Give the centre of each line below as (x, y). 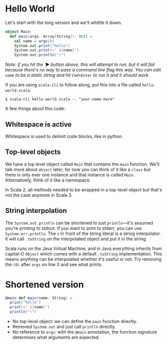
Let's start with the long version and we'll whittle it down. (64, 22)
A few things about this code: (35, 108)
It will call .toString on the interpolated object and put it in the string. (76, 238)
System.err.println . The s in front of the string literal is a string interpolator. (83, 233)
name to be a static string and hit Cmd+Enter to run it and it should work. (78, 75)
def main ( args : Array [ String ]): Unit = (51, 36)
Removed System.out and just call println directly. (64, 327)
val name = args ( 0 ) (34, 41)
